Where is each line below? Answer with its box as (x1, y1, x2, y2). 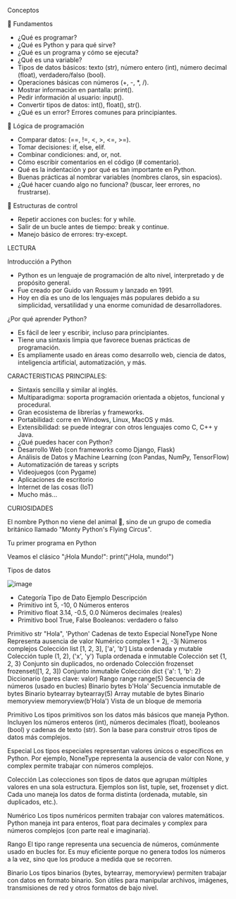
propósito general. (17, 278, 72, 287)
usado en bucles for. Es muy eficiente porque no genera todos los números (7, 848, 226, 855)
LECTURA (7, 244, 37, 252)
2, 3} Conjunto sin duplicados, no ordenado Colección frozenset (7, 659, 194, 668)
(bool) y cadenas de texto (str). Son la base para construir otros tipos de (7, 726, 217, 733)
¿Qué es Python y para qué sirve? (17, 41, 116, 49)
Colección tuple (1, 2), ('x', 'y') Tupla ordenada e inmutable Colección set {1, (7, 652, 228, 660)
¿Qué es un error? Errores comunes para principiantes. (17, 108, 178, 116)
